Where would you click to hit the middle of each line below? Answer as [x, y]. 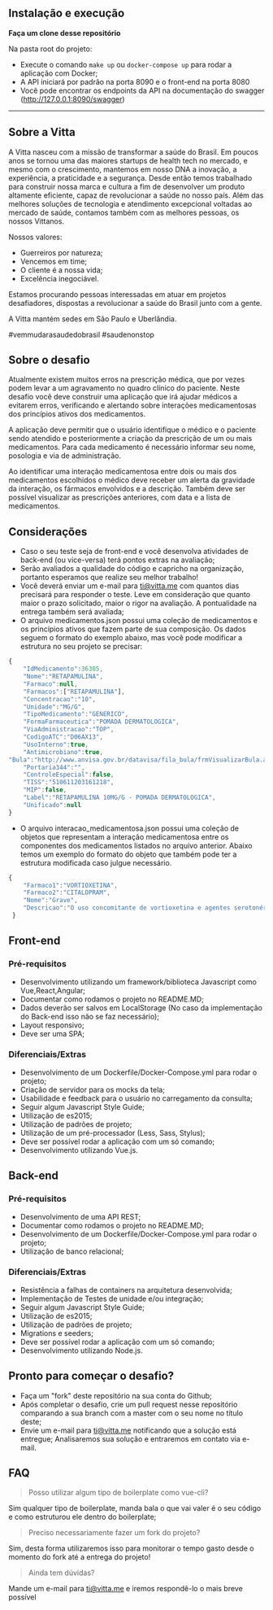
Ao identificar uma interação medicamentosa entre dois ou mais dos [123, 472]
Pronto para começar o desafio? [91, 1376]
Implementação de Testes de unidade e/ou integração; [112, 1298]
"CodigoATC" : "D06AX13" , [63, 737]
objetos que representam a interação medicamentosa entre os [124, 836]
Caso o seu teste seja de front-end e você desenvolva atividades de [134, 552]
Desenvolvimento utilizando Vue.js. [79, 1150]
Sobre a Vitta [42, 132]
